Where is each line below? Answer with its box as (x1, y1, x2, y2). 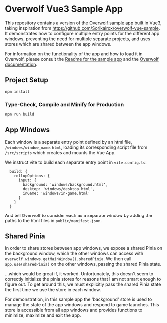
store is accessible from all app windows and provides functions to (5, 307, 143, 313)
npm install (5, 89, 30, 94)
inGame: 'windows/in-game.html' (23, 191, 91, 196)
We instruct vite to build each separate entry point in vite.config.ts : (5, 159, 147, 165)
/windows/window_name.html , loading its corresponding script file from (5, 144, 148, 150)
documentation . (5, 61, 38, 67)
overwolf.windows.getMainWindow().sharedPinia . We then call (5, 256, 132, 262)
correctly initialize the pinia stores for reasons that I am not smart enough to (5, 276, 161, 282)
